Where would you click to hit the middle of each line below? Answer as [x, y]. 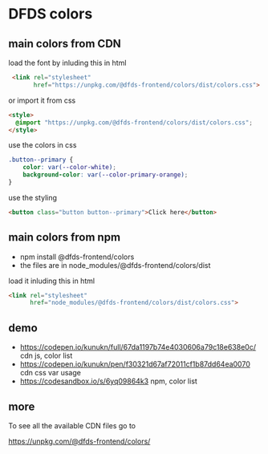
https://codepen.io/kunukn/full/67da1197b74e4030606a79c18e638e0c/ [138, 347]
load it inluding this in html [51, 281]
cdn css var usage [51, 373]
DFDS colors [51, 14]
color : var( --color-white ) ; [69, 168]
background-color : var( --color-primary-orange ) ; [106, 175]
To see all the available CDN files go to [72, 425]
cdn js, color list [46, 356]
